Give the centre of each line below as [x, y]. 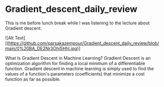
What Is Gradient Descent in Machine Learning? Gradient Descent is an [78, 58]
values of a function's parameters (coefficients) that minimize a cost [75, 74]
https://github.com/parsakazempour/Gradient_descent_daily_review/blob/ [83, 43]
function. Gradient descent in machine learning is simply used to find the [80, 69]
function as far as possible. [33, 79]
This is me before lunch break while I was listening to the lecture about [78, 23]
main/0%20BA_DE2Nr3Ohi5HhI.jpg [41, 48]
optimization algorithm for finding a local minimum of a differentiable [75, 63]
